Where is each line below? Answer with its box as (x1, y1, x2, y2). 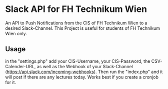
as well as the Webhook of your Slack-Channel (36, 63, 133, 69)
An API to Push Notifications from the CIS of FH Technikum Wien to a (5, 20, 147, 26)
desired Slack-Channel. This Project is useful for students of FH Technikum (5, 25, 160, 31)
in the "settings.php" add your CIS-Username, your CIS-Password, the (5, 58, 150, 64)
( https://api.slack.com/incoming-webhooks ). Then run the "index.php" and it (5, 69, 163, 75)
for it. (5, 79, 16, 85)
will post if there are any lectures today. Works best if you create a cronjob (5, 74, 158, 80)
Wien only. (5, 30, 27, 36)
